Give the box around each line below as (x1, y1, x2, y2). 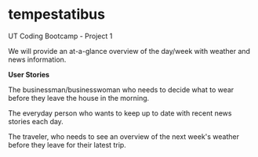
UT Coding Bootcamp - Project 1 (8, 31, 113, 41)
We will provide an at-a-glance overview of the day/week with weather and (8, 46, 251, 55)
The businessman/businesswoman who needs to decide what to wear (8, 84, 234, 95)
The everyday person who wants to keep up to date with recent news (8, 108, 232, 118)
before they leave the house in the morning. (8, 93, 150, 102)
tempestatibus (8, 5, 106, 23)
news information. (8, 55, 67, 64)
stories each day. (8, 116, 64, 126)
